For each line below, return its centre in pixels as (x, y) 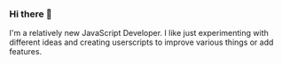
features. (26, 52)
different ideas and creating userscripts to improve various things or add (141, 42)
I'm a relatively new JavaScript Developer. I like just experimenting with (139, 33)
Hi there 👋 (31, 14)
